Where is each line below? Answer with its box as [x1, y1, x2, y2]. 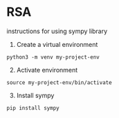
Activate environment [16, 66, 78, 74]
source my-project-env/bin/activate [6, 79, 112, 86]
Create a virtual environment [16, 40, 98, 48]
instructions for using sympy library [6, 27, 108, 35]
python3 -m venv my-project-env [6, 53, 100, 61]
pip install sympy [6, 104, 59, 111]
